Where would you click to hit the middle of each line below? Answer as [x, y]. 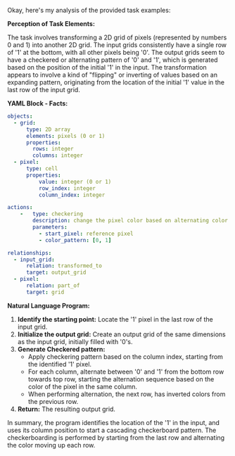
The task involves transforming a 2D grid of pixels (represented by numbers [117, 37]
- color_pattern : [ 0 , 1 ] [75, 240]
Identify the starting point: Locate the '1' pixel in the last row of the [115, 319]
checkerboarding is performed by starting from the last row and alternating [116, 437]
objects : [20, 116]
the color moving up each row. [51, 445]
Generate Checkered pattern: [61, 349]
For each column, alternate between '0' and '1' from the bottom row [126, 372]
